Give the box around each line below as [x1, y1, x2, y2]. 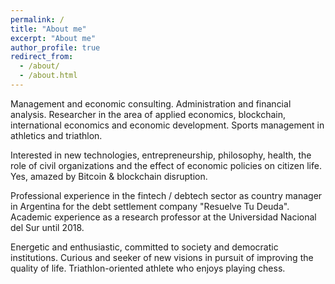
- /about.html [19, 71, 78, 81]
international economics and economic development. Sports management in [10, 119, 325, 131]
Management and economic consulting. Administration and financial [10, 97, 292, 110]
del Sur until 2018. [10, 221, 85, 233]
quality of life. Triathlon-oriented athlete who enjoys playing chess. [10, 262, 286, 274]
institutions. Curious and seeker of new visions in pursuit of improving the [10, 251, 314, 263]
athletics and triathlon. [10, 129, 103, 141]
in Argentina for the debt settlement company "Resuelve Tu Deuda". [10, 200, 290, 212]
